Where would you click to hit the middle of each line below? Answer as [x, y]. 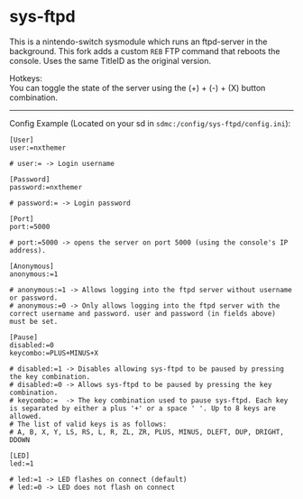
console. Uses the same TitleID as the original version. [110, 60]
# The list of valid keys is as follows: [88, 424]
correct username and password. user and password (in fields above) [143, 313]
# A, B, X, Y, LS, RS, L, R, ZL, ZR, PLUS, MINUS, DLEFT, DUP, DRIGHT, [147, 432]
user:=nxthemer [38, 148]
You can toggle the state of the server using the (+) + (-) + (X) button [138, 88]
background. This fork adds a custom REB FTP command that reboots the [145, 51]
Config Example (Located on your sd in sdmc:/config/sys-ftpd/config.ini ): [150, 123]
